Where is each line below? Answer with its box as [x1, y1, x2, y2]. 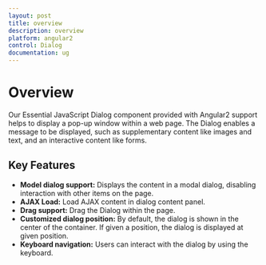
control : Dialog [8, 42, 62, 50]
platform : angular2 [8, 34, 73, 42]
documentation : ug [8, 49, 69, 57]
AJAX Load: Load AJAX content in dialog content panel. [19, 197, 206, 207]
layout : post [8, 11, 52, 20]
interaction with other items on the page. [19, 188, 154, 198]
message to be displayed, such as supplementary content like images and [8, 126, 252, 136]
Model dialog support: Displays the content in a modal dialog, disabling [19, 179, 256, 189]
